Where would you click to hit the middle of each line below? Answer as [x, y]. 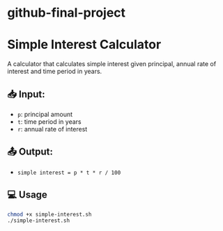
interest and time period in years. [55, 72]
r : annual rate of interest [52, 129]
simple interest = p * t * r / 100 [69, 173]
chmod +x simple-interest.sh [49, 214]
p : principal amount [45, 114]
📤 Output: [30, 152]
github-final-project [67, 13]
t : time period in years [49, 121]
